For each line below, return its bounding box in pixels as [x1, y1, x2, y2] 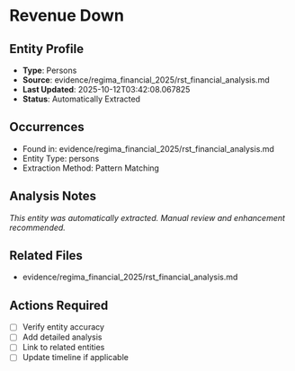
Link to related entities [22, 342, 105, 353]
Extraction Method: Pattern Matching [22, 163, 160, 173]
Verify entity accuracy [22, 322, 105, 332]
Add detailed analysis [22, 331, 103, 342]
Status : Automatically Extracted [22, 93, 141, 104]
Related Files [9, 248, 84, 263]
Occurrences [9, 119, 85, 135]
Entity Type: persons [22, 153, 100, 163]
